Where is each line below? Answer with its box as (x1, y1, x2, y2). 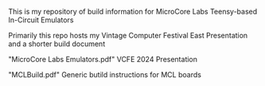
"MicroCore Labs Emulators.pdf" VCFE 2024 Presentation (8, 55, 197, 64)
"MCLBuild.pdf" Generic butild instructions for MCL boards (8, 70, 201, 79)
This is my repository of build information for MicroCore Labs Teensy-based (8, 7, 258, 16)
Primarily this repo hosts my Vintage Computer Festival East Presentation (8, 31, 248, 40)
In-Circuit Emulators (8, 15, 74, 25)
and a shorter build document (8, 39, 106, 49)
